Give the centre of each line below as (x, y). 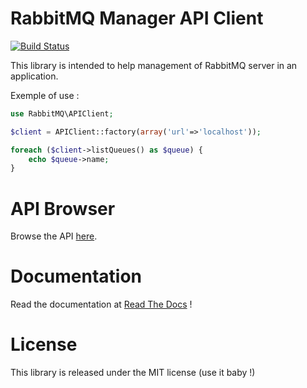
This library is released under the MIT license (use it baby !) (133, 373)
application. (34, 76)
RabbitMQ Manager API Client (137, 18)
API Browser (63, 208)
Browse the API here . (54, 236)
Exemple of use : (45, 95)
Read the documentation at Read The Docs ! (101, 304)
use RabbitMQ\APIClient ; (62, 113)
